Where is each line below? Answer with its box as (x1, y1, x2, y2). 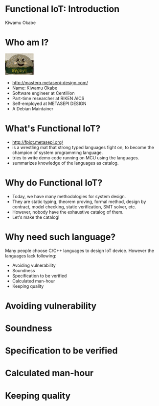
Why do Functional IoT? (5, 178, 103, 188)
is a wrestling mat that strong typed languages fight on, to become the (12, 144, 154, 150)
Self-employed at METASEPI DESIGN (12, 101, 87, 106)
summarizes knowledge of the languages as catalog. (12, 160, 119, 166)
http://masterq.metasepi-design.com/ (12, 79, 88, 85)
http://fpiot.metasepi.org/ (12, 139, 64, 145)
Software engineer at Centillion (12, 90, 75, 96)
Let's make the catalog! (12, 214, 60, 220)
